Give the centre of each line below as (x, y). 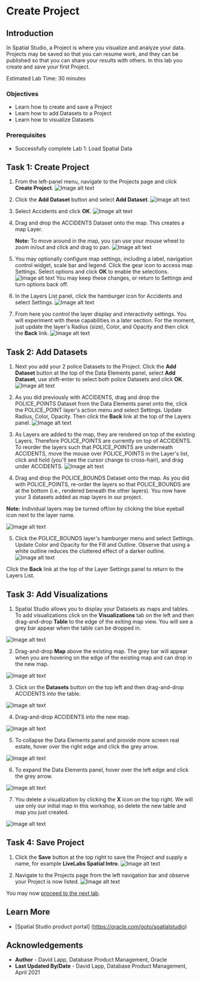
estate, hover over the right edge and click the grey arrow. (87, 747)
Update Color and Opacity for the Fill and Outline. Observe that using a (102, 545)
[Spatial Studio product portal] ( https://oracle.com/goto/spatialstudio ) (101, 926)
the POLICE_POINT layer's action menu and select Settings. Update (98, 410)
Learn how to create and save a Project (63, 107)
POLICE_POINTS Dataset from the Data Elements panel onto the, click (101, 404)
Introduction (30, 33)
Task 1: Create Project (48, 167)
